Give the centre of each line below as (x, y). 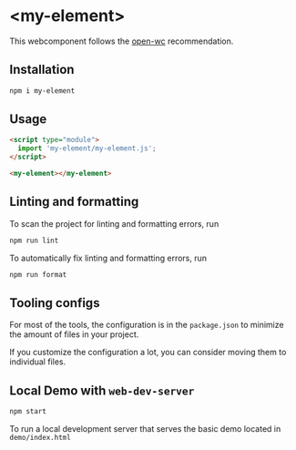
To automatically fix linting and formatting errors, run (108, 258)
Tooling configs (55, 303)
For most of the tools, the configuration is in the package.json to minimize (147, 325)
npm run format (38, 274)
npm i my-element (42, 91)
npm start (28, 412)
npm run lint (34, 240)
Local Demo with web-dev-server (102, 390)
